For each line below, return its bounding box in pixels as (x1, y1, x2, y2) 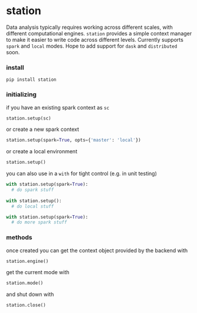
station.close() (6, 302, 46, 308)
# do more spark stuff (11, 219, 67, 225)
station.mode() (6, 280, 44, 286)
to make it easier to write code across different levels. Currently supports (6, 36, 184, 43)
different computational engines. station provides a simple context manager (6, 29, 192, 37)
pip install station (6, 77, 57, 83)
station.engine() (6, 258, 49, 264)
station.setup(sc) (6, 115, 51, 121)
